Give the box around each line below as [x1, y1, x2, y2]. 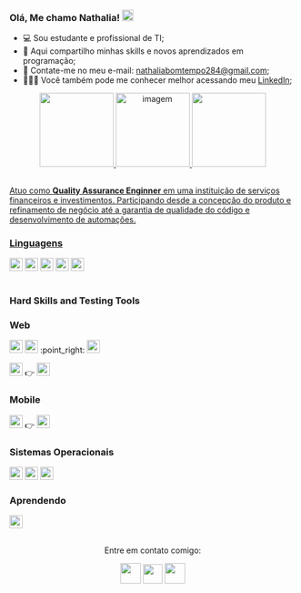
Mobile [9, 394, 41, 406]
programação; [22, 56, 76, 66]
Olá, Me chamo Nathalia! [9, 11, 120, 24]
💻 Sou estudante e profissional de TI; [22, 33, 165, 44]
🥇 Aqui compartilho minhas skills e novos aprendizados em [22, 46, 244, 56]
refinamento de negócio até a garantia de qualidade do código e [9, 204, 250, 215]
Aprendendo [9, 494, 66, 506]
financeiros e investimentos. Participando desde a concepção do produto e [9, 194, 292, 205]
